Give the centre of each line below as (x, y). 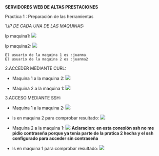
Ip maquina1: (18, 36)
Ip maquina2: (18, 46)
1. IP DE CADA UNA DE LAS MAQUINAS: (45, 26)
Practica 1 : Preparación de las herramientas (49, 16)
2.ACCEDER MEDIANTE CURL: (36, 68)
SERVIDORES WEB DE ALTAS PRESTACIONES (52, 7)
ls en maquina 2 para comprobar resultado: (55, 118)
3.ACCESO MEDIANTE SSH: (33, 98)
